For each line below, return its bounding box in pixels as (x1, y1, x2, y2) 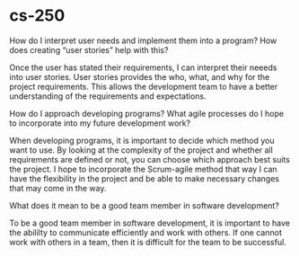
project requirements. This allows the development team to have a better (9, 81, 278, 92)
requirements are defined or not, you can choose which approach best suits (9, 154, 290, 164)
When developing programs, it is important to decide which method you (9, 135, 275, 146)
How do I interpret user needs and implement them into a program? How (9, 35, 277, 46)
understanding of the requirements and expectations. (9, 91, 207, 102)
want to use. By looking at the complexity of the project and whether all (9, 145, 274, 155)
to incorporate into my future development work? (9, 118, 191, 128)
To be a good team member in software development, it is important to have (9, 217, 290, 228)
